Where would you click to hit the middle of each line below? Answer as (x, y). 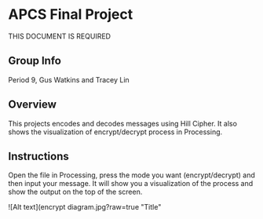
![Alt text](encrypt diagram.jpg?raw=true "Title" (85, 207)
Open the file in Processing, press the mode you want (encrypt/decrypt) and (131, 175)
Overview (33, 105)
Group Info (35, 61)
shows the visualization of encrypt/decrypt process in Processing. (115, 132)
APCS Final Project (71, 15)
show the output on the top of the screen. (75, 192)
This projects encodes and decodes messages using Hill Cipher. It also (123, 123)
